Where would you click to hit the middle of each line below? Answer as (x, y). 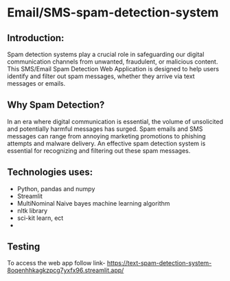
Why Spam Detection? (56, 105)
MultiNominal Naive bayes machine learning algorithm (93, 203)
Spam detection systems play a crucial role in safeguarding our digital (106, 54)
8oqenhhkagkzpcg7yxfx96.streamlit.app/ (66, 270)
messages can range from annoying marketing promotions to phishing (106, 136)
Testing (24, 247)
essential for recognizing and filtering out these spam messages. (99, 150)
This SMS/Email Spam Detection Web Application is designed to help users (113, 69)
